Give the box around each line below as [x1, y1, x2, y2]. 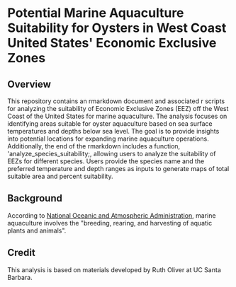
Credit [7, 247, 35, 259]
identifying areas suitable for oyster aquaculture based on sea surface [7, 119, 213, 128]
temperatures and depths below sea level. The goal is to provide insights [7, 127, 220, 135]
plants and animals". [7, 226, 67, 235]
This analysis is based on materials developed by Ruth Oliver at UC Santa [7, 265, 221, 274]
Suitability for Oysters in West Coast [7, 20, 227, 36]
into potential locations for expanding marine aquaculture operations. [7, 134, 209, 143]
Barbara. [7, 273, 33, 281]
